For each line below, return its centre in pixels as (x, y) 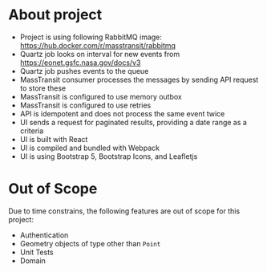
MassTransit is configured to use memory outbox (101, 96)
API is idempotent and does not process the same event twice (122, 113)
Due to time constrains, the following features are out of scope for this (124, 211)
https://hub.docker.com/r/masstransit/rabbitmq (98, 45)
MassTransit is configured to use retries (85, 105)
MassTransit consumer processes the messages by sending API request (139, 79)
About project (55, 15)
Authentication (44, 235)
